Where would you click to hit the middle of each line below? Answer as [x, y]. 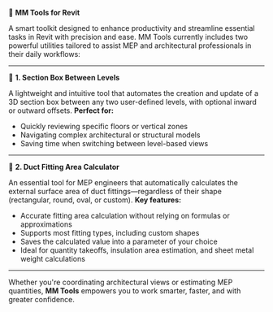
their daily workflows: [45, 54]
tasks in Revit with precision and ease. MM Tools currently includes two [128, 37]
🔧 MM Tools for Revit [44, 13]
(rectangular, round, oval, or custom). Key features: [95, 200]
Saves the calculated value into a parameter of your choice [119, 241]
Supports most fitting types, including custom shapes [110, 233]
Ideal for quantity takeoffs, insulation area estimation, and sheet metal [137, 250]
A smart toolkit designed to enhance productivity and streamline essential [132, 28]
